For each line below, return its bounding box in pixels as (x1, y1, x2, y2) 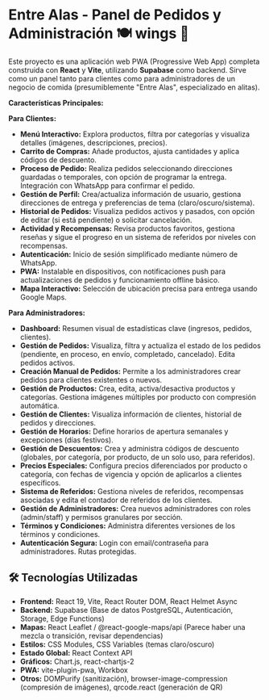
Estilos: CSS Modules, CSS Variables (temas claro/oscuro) (19, 639, 215, 649)
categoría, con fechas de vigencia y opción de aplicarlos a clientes (19, 469, 242, 479)
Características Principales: (8, 98, 104, 107)
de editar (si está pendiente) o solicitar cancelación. (19, 215, 192, 224)
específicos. (19, 478, 61, 488)
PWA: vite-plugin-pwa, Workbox (19, 664, 129, 675)
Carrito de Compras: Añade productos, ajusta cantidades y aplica (19, 146, 240, 156)
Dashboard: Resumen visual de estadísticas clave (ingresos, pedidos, (19, 323, 252, 333)
